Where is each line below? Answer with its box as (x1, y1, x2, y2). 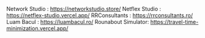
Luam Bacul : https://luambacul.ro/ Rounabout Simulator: (6, 18, 149, 25)
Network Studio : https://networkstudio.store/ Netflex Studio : (6, 6, 161, 12)
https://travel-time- (150, 18, 199, 25)
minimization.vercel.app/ (6, 25, 69, 32)
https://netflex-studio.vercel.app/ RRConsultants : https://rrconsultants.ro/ (6, 12, 193, 19)
